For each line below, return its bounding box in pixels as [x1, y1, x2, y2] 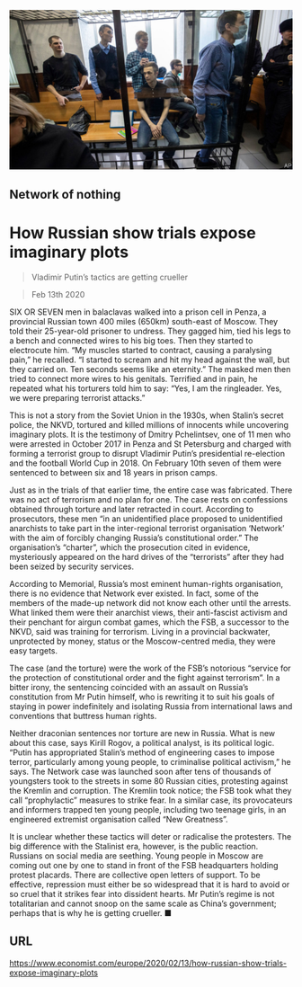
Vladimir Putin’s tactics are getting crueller [31, 271, 189, 282]
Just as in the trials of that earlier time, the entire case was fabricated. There [9, 485, 293, 495]
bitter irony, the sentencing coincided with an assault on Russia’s [9, 681, 249, 692]
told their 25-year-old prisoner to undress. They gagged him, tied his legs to [9, 325, 291, 336]
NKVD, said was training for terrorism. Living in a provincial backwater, [9, 626, 271, 636]
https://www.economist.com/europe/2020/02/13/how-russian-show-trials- [9, 957, 288, 968]
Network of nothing [9, 186, 121, 202]
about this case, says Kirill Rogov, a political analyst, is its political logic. [9, 737, 275, 748]
